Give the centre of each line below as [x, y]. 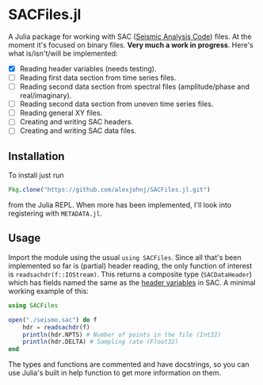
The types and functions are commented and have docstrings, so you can [129, 364]
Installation [36, 156]
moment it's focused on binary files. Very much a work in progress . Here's [131, 44]
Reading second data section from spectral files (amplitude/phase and [134, 87]
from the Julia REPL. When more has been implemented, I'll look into [120, 205]
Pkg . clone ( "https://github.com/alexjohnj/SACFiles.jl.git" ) [110, 190]
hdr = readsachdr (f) [56, 327]
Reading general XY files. [61, 113]
